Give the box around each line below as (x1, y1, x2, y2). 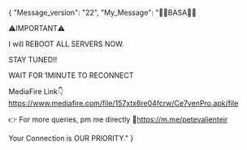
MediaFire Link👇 (8, 87, 63, 96)
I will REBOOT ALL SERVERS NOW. (8, 39, 124, 49)
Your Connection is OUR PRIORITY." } (8, 134, 134, 143)
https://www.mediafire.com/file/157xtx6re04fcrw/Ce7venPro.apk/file (8, 98, 239, 108)
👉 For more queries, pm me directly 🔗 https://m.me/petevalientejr (8, 114, 228, 124)
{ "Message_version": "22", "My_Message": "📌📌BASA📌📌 (8, 8, 197, 17)
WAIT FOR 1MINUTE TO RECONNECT (8, 71, 134, 80)
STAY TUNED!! (8, 55, 58, 64)
